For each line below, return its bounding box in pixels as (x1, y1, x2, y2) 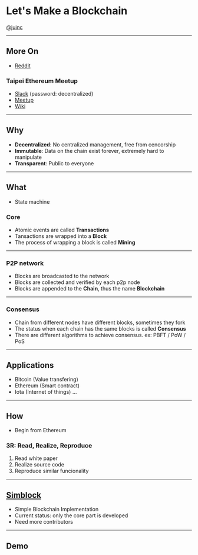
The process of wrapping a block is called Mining (14, 239, 136, 246)
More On (6, 46, 39, 57)
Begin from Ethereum (14, 427, 67, 434)
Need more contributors (14, 518, 74, 525)
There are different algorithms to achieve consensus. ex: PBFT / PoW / (14, 331, 186, 338)
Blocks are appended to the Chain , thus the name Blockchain (14, 285, 165, 292)
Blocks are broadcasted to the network (14, 273, 110, 280)
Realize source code (14, 461, 65, 468)
